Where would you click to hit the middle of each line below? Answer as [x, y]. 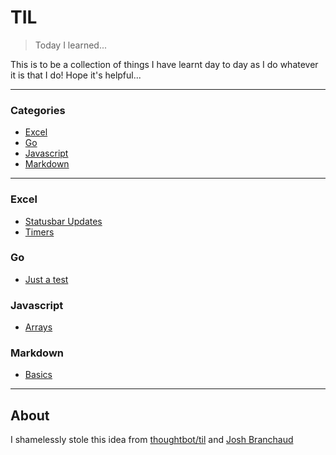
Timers [39, 232]
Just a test [46, 279]
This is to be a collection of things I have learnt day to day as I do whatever [164, 64]
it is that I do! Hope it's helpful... [76, 75]
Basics [38, 375]
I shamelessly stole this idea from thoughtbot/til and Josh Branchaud [152, 440]
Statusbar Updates [63, 221]
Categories [38, 110]
